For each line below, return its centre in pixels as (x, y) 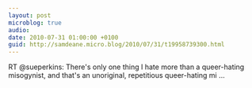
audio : (19, 30)
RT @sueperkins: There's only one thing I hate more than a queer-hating (126, 67)
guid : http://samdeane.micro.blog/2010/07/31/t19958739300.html (116, 45)
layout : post (30, 15)
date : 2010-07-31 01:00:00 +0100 (63, 37)
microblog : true (35, 23)
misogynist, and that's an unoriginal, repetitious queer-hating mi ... (117, 75)
